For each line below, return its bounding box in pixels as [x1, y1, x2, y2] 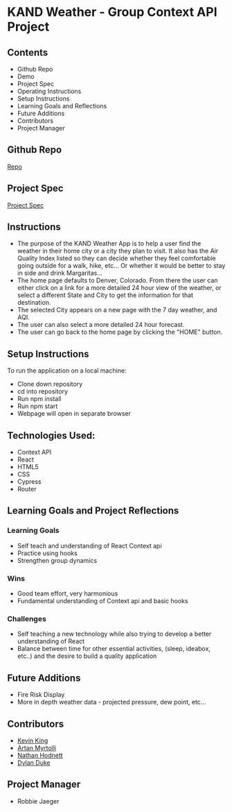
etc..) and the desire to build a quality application [17, 652, 157, 660]
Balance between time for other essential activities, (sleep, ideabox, [17, 645, 211, 653]
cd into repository [17, 387, 68, 396]
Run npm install [17, 395, 62, 403]
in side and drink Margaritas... [17, 269, 102, 278]
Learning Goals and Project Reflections [7, 505, 179, 517]
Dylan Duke [17, 758, 51, 767]
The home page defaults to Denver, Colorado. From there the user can [17, 276, 218, 285]
